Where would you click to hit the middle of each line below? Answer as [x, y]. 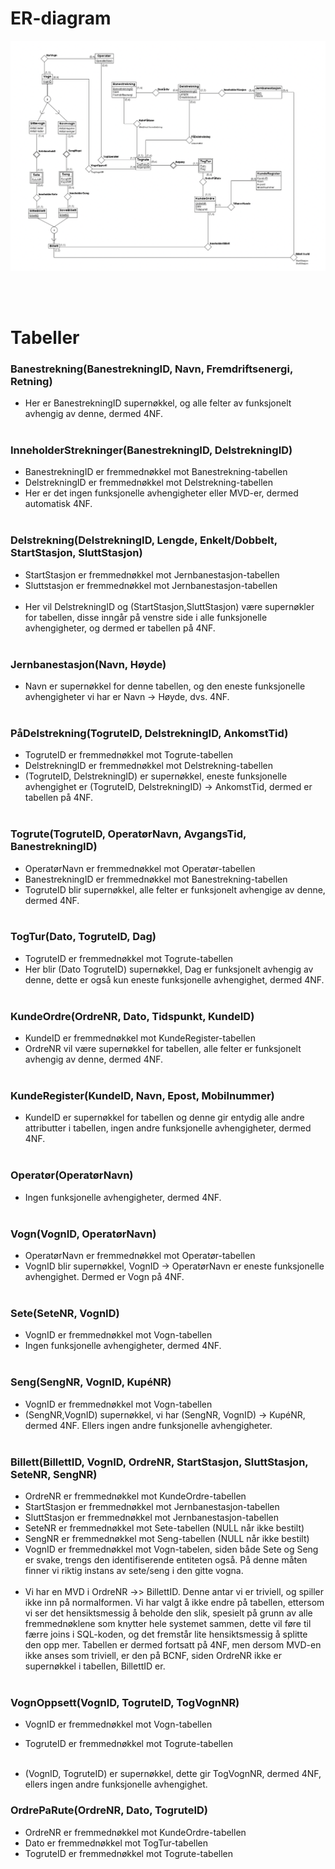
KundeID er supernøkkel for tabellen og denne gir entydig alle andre [164, 1118]
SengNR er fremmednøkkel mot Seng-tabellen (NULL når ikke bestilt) [167, 1538]
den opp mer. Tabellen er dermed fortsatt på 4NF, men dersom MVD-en [173, 1644]
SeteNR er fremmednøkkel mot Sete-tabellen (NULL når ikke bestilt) [164, 1528]
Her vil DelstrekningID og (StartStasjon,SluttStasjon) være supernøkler [169, 606]
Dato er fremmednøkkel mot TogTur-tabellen [116, 1843]
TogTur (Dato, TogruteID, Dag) [83, 937]
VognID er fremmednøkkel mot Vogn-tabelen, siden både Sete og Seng [171, 1549]
